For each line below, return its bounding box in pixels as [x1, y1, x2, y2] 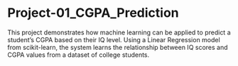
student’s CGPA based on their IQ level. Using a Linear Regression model [7, 35, 220, 44]
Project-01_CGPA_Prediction [7, 5, 179, 21]
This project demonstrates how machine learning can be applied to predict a [7, 28, 231, 37]
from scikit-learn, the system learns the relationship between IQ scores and [7, 43, 229, 51]
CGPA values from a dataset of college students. [7, 51, 150, 59]
